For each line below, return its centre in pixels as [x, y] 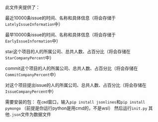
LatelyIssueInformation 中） [34, 24]
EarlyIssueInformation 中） [33, 41]
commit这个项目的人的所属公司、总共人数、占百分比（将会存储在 [72, 68]
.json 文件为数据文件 [30, 114]
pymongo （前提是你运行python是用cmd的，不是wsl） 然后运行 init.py [76, 108]
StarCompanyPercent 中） [30, 58]
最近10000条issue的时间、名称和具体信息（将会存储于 [60, 18]
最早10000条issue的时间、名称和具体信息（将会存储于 [60, 35]
